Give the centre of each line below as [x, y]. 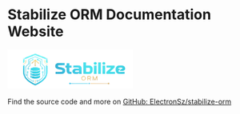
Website [36, 31]
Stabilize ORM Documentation [109, 15]
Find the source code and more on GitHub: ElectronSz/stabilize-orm [120, 102]
